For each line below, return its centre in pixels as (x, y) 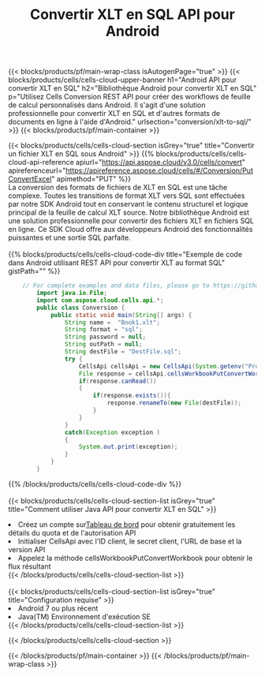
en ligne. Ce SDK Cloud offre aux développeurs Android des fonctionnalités (131, 230)
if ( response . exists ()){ (132, 396)
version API (27, 549)
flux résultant (30, 566)
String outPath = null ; (104, 345)
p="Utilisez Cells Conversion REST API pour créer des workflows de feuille (129, 97)
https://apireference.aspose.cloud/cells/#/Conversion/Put (160, 170)
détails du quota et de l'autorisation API (72, 532)
